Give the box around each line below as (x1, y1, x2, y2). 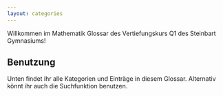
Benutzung (7, 57, 56, 68)
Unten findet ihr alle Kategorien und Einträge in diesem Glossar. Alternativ (7, 75, 216, 83)
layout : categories (7, 10, 63, 17)
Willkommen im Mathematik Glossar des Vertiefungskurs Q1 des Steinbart (7, 29, 216, 37)
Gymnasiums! (7, 36, 46, 45)
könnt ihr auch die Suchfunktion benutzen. (7, 82, 128, 90)
